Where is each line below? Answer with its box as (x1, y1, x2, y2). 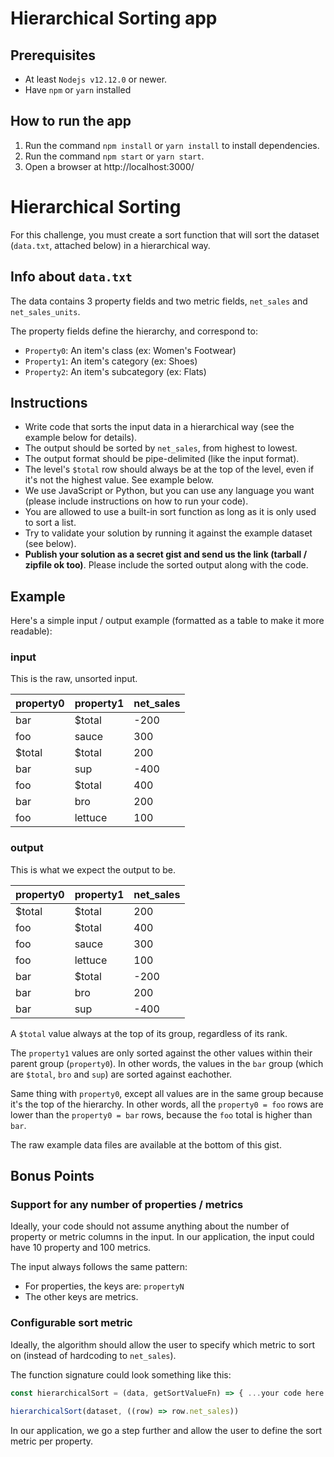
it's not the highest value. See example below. (24, 474, 215, 486)
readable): (10, 625, 53, 637)
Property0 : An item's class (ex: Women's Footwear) (24, 344, 237, 356)
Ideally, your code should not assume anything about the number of (10, 1220, 290, 1232)
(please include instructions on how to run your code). (24, 495, 249, 507)
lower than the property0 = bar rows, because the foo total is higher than (10, 1108, 313, 1121)
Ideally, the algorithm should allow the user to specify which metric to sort (10, 1338, 316, 1351)
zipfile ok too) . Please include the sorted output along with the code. (24, 559, 309, 571)
